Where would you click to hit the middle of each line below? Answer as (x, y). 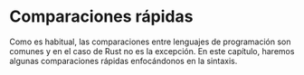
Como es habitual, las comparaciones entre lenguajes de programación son (150, 42)
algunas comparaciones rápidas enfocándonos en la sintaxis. (123, 61)
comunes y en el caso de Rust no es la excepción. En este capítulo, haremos (152, 51)
